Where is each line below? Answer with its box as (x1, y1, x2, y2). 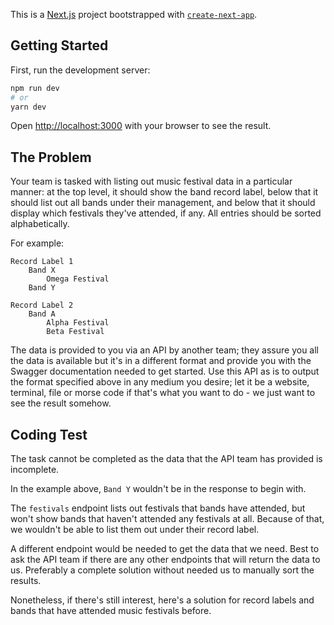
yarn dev (10, 102, 47, 112)
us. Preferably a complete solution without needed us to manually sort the (10, 564, 315, 576)
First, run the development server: (10, 64, 151, 76)
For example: (10, 237, 65, 249)
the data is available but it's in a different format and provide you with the (10, 355, 312, 367)
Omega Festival (46, 274, 110, 284)
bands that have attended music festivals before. (10, 605, 212, 617)
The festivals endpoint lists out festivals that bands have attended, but (10, 502, 306, 514)
